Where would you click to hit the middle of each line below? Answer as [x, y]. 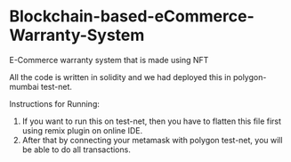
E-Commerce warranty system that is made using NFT [109, 60]
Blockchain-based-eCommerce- [132, 16]
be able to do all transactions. [76, 150]
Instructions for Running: [54, 103]
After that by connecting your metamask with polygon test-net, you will [152, 140]
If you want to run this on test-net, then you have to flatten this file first [152, 121]
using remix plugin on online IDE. [82, 130]
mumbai [24, 86]
